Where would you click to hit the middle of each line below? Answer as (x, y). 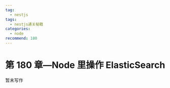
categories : (18, 29)
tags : (11, 19)
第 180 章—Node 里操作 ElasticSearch (85, 65)
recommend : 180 (21, 39)
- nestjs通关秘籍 (27, 24)
